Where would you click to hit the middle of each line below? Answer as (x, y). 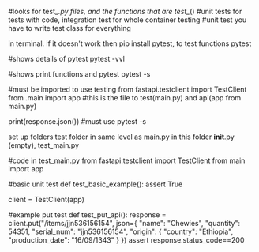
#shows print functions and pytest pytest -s (79, 74)
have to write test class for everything (70, 28)
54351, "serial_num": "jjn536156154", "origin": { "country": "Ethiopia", (121, 231)
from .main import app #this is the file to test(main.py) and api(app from (125, 98)
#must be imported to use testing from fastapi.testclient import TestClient (128, 89)
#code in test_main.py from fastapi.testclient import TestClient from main (127, 160)
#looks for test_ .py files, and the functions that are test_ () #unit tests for (125, 11)
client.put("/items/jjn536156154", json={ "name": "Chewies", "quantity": (124, 223)
